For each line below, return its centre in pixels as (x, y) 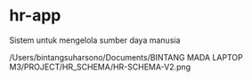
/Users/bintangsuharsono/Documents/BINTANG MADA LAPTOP (126, 57)
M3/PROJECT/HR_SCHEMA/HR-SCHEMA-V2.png (100, 67)
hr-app (35, 16)
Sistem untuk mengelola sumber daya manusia (95, 40)
